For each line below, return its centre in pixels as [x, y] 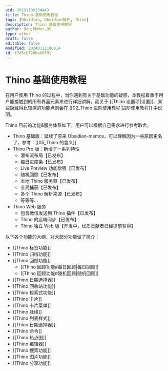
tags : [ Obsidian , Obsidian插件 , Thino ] [47, 19]
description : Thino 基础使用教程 [39, 24]
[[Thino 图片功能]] [32, 357]
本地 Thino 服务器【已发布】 [50, 181]
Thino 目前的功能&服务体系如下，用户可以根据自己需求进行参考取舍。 [79, 125]
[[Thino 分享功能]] [32, 363]
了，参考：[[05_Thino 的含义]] [45, 143]
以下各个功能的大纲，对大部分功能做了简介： [52, 237]
